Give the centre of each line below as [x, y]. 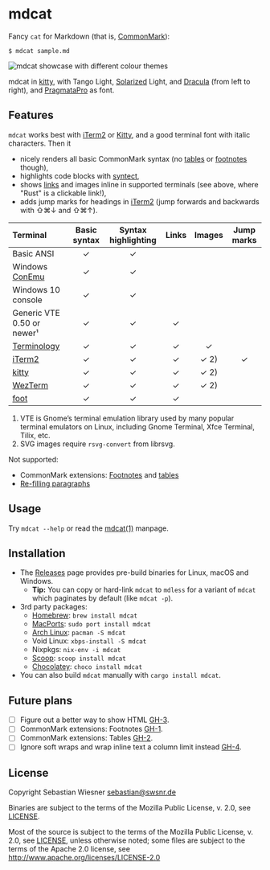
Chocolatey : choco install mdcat [87, 667]
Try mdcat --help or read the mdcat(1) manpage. [88, 528]
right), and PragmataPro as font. [61, 90]
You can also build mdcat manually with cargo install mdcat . [120, 675]
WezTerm [31, 385]
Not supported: [33, 459]
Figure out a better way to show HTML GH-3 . [94, 720]
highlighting [133, 240]
